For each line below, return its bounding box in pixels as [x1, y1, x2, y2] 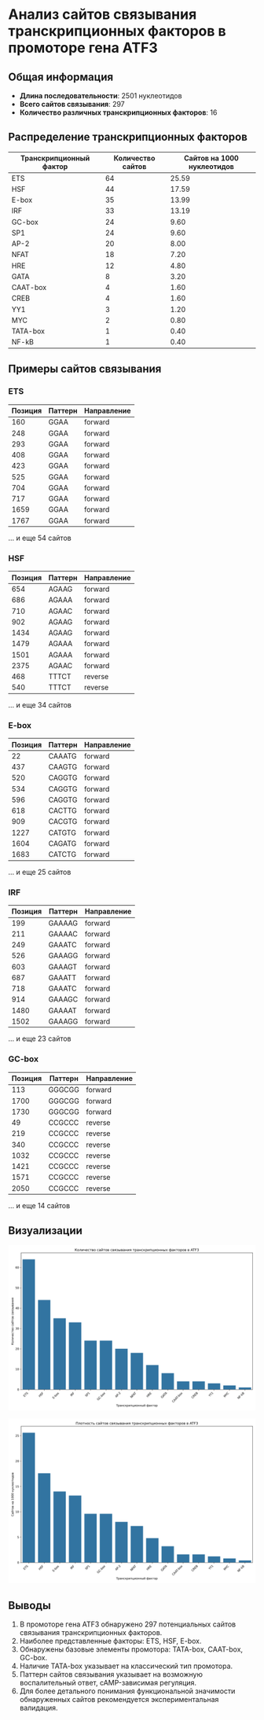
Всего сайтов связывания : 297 [19, 100, 126, 108]
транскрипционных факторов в [8, 22, 226, 40]
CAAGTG [48, 763, 78, 772]
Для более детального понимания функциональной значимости [19, 1686, 236, 1696]
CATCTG [48, 850, 77, 859]
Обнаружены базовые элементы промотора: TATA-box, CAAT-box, [19, 1645, 244, 1654]
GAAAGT [48, 961, 78, 972]
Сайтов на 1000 [183, 153, 240, 163]
